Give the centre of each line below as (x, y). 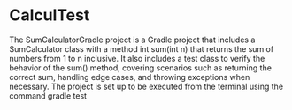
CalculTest (50, 15)
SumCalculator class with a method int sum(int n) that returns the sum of (142, 48)
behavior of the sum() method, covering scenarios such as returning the (141, 68)
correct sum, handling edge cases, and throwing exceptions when (130, 77)
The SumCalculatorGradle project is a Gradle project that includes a (132, 40)
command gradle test (48, 95)
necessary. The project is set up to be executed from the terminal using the (146, 86)
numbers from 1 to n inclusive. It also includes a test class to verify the (137, 58)
